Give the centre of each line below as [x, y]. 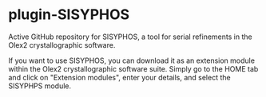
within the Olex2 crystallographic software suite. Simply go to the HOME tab [133, 68]
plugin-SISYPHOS [69, 15]
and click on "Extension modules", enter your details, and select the [119, 77]
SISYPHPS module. [40, 86]
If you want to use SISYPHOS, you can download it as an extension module [132, 60]
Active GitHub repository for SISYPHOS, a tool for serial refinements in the [131, 37]
